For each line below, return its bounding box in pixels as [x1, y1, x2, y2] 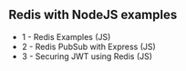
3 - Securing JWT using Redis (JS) [21, 50, 152, 62]
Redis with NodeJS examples [8, 7, 178, 23]
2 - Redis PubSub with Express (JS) [21, 41, 156, 52]
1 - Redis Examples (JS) [21, 31, 111, 42]
